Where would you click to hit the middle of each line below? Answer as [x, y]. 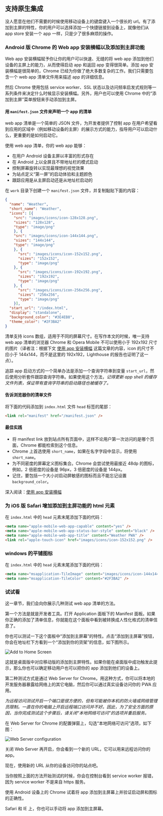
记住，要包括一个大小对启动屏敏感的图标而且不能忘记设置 [69, 476]
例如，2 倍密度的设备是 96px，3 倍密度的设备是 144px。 [68, 469]
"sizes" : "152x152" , [38, 258]
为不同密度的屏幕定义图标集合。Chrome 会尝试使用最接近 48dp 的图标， [84, 463]
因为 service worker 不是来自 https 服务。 [46, 782]
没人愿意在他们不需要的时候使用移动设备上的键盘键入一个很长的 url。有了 [78, 21]
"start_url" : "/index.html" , [39, 308]
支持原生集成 [24, 9]
